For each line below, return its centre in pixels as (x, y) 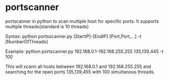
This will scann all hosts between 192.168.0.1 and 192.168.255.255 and (78, 66)
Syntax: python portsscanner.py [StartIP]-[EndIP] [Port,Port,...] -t (73, 36)
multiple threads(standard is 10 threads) (47, 26)
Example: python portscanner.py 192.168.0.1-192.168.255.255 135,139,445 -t (84, 51)
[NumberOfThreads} (27, 41)
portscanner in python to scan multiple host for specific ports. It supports (82, 21)
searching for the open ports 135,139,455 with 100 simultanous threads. (80, 71)
